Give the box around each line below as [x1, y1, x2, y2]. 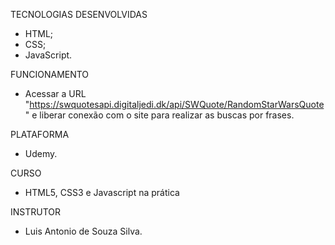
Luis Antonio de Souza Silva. [24, 225, 143, 237]
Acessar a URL [24, 88, 87, 99]
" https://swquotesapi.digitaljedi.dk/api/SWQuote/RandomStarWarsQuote [24, 99, 325, 110]
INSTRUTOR [10, 206, 62, 218]
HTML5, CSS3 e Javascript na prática [24, 187, 180, 198]
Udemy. [24, 148, 58, 159]
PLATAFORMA [10, 129, 70, 140]
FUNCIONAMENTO [10, 69, 90, 80]
